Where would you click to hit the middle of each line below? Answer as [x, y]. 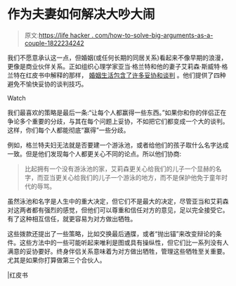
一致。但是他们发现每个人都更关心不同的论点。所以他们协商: [94, 154]
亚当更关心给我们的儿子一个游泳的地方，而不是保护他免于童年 [132, 177]
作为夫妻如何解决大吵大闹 [81, 14]
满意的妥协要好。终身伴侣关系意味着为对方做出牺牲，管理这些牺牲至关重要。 [118, 251]
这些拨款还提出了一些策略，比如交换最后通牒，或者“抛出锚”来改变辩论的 [112, 233]
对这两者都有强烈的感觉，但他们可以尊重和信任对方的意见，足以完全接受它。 [118, 210]
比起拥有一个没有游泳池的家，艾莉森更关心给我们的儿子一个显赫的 [120, 169]
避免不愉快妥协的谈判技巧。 [47, 84]
